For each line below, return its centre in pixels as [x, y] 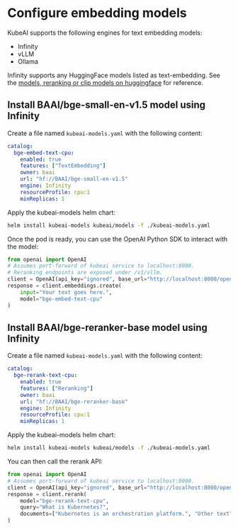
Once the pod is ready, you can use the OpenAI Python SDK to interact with [118, 239]
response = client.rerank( [47, 494]
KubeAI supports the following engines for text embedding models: [105, 33]
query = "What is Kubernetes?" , [65, 507]
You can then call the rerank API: [55, 461]
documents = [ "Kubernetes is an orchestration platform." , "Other [117, 514]
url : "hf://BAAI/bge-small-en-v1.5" [74, 179]
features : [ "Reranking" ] [57, 388]
